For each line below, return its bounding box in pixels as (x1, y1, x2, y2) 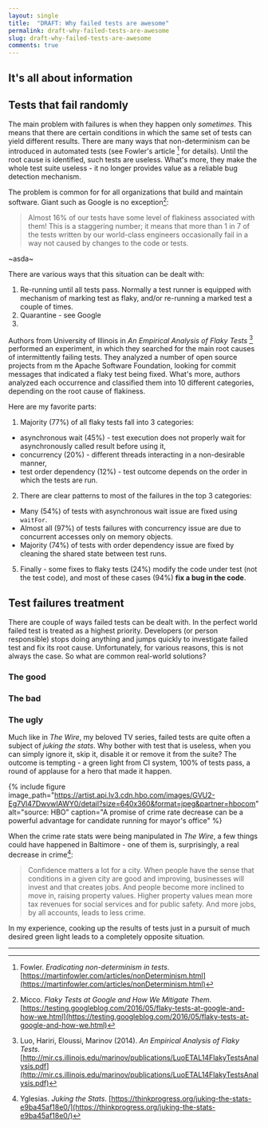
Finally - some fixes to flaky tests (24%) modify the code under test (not (19, 565, 258, 574)
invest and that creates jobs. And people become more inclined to (27, 882, 245, 892)
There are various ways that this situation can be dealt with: (8, 269, 205, 278)
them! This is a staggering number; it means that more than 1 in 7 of (27, 221, 250, 230)
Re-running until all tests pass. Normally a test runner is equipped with (19, 285, 251, 294)
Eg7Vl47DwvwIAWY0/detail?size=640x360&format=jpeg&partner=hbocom (8, 799, 256, 809)
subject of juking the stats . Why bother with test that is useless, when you (8, 741, 251, 750)
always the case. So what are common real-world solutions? (8, 651, 207, 661)
